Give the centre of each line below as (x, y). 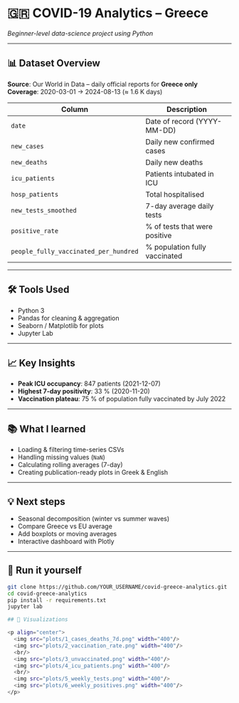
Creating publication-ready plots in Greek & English (93, 473)
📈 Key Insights (42, 363)
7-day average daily (180, 206)
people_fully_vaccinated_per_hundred (75, 251)
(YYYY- (208, 121)
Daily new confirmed (180, 142)
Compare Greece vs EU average (65, 526)
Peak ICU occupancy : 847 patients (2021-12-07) (89, 384)
